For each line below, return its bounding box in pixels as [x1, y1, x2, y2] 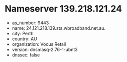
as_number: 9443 [12, 20, 49, 26]
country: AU [12, 36, 37, 42]
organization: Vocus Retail [12, 41, 66, 47]
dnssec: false [12, 51, 40, 58]
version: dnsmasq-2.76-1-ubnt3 [12, 46, 78, 52]
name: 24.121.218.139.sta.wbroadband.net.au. [12, 25, 106, 31]
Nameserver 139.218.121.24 [5, 3, 122, 15]
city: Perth [12, 30, 34, 36]
